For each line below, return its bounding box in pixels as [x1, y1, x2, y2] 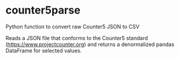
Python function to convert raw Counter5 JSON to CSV [5, 23, 140, 30]
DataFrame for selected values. [5, 47, 82, 54]
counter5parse [5, 4, 81, 17]
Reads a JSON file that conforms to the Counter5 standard [5, 34, 149, 41]
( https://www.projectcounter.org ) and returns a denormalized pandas [5, 41, 175, 48]
